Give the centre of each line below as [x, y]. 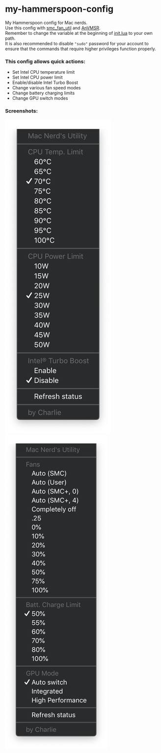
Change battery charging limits [43, 93]
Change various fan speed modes [46, 88]
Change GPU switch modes [40, 98]
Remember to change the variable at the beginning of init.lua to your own [79, 33]
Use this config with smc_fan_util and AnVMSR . [53, 28]
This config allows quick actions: [45, 61]
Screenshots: [22, 111]
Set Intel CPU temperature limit [43, 72]
